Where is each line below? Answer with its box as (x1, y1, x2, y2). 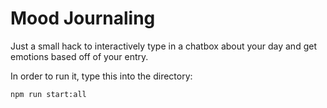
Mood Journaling (10, 7, 156, 30)
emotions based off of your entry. (10, 50, 149, 62)
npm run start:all (10, 89, 87, 99)
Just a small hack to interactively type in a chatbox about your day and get (10, 40, 317, 52)
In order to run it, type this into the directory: (10, 70, 193, 82)
